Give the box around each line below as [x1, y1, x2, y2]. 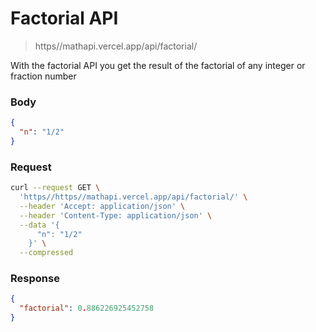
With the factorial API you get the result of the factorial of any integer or [10, 59, 306, 71]
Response [10, 272, 60, 286]
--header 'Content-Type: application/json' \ [19, 210, 213, 221]
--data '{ [19, 220, 60, 230]
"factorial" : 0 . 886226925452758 [19, 303, 155, 314]
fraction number [10, 70, 77, 82]
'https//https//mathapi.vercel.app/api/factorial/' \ [19, 192, 248, 202]
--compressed [19, 248, 74, 258]
